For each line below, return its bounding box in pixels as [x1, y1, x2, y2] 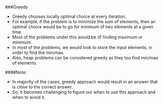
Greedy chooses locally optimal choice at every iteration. [12, 14, 127, 19]
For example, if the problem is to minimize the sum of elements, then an [12, 19, 156, 24]
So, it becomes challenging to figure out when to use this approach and [12, 89, 156, 95]
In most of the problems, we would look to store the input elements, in [12, 45, 152, 50]
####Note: [5, 69, 27, 75]
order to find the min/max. [12, 50, 65, 55]
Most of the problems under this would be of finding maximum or [12, 34, 143, 40]
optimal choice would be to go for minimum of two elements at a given [12, 24, 154, 30]
